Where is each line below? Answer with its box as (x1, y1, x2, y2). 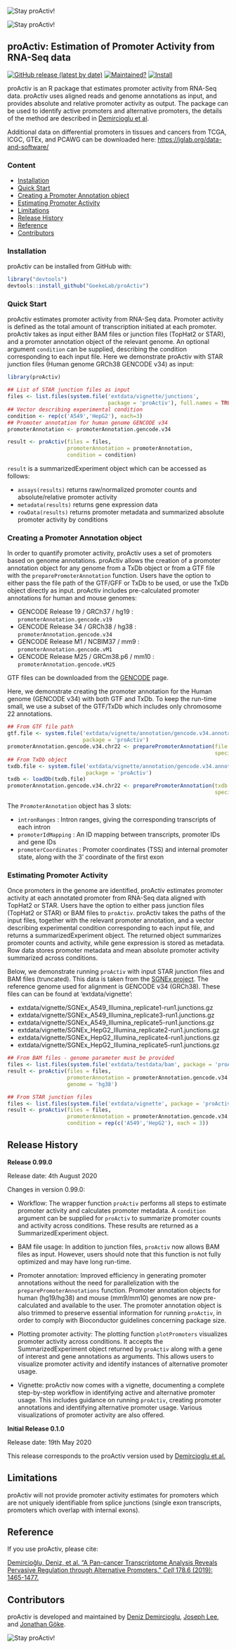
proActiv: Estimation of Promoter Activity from (7, 41, 216, 53)
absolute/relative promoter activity (17, 493, 117, 502)
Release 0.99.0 (7, 1158, 53, 1166)
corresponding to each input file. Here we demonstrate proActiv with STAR (7, 352, 223, 361)
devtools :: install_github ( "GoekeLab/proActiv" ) (7, 283, 150, 290)
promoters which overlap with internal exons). (7, 1505, 140, 1514)
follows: (7, 472, 30, 481)
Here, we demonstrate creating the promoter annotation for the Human (7, 687, 213, 696)
